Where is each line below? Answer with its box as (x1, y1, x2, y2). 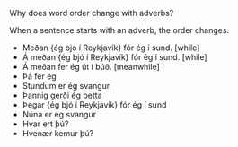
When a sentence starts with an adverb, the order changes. (9, 25, 230, 35)
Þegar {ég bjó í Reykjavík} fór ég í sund (22, 99, 167, 110)
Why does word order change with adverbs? (9, 8, 174, 18)
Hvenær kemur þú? (22, 128, 94, 138)
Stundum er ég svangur (22, 81, 110, 91)
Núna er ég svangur (22, 109, 97, 119)
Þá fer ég (22, 71, 57, 82)
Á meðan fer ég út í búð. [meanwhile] (22, 62, 160, 72)
